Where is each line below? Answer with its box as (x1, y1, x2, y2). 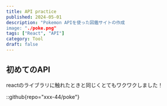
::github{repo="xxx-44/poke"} (6, 93, 80, 100)
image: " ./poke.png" (6, 25, 57, 31)
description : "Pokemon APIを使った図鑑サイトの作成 (6, 19, 125, 25)
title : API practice (6, 8, 57, 15)
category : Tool (6, 36, 44, 42)
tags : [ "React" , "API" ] (6, 31, 65, 37)
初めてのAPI (6, 65, 51, 75)
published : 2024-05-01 (6, 14, 62, 20)
